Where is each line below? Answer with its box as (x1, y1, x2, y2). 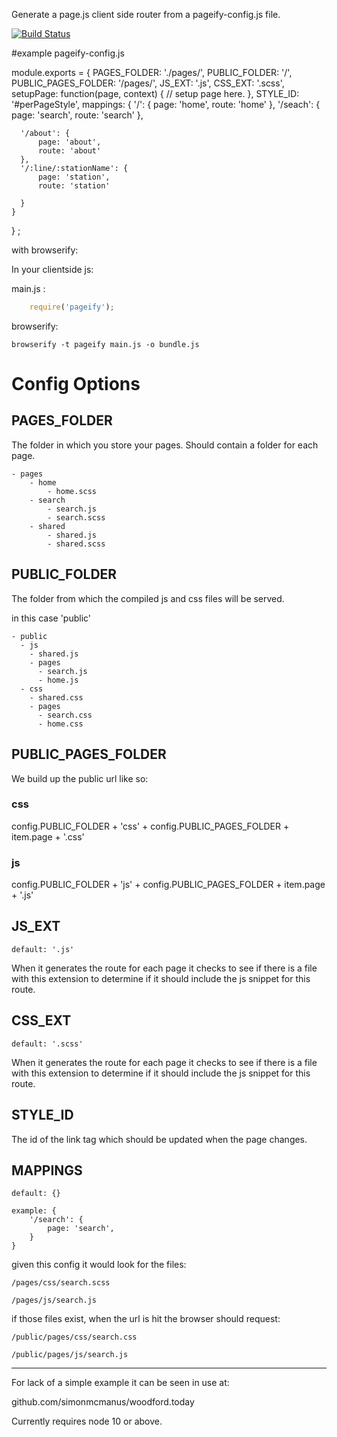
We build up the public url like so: (11, 772, 149, 784)
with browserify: (11, 244, 79, 256)
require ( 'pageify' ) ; (29, 302, 115, 312)
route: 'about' (37, 146, 102, 156)
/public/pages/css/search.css (11, 1332, 138, 1343)
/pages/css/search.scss (11, 1278, 111, 1288)
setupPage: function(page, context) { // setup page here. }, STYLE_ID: (11, 88, 300, 99)
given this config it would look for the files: (11, 1259, 187, 1271)
